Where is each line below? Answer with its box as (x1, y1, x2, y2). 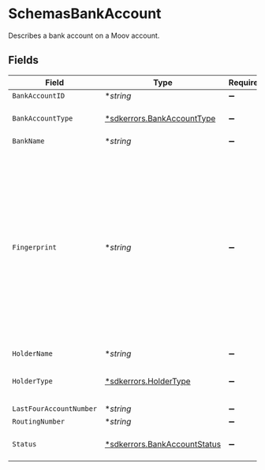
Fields (8, 54, 39, 67)
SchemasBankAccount (8, 5, 162, 23)
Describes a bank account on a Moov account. (8, 31, 160, 40)
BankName (12, 136, 45, 146)
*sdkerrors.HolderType (104, 376, 191, 387)
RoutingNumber (12, 416, 65, 426)
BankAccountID (12, 91, 65, 100)
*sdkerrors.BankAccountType (104, 113, 216, 124)
